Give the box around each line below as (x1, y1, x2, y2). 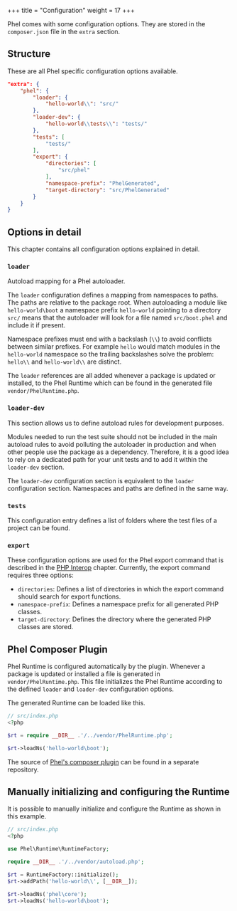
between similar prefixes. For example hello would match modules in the (7, 342, 221, 351)
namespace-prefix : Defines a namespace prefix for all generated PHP (17, 600, 219, 609)
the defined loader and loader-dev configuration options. (7, 685, 175, 693)
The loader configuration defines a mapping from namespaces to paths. (7, 291, 219, 300)
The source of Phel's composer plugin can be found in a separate (7, 757, 199, 766)
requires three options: (7, 571, 75, 579)
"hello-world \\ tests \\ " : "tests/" (45, 120, 148, 127)
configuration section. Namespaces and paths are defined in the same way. (7, 484, 228, 493)
